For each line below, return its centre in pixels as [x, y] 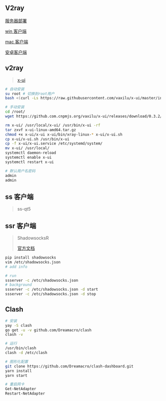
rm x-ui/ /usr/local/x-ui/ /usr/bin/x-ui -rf [53, 125]
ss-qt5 [24, 209]
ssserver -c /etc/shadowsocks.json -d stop [51, 294]
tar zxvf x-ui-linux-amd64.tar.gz [41, 130]
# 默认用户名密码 [20, 171]
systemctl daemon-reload [31, 153]
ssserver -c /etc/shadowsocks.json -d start [52, 290]
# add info [16, 267]
